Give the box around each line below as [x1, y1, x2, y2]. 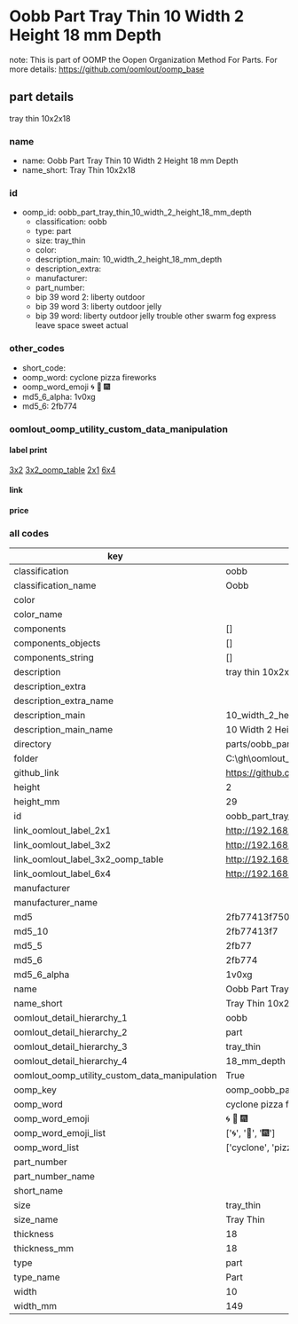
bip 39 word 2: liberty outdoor [35, 292, 145, 302]
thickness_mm [13, 1242, 74, 1255]
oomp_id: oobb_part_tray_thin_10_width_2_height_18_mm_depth [21, 207, 253, 218]
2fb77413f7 [225, 925, 278, 937]
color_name [13, 608, 63, 621]
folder [13, 752, 39, 764]
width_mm [13, 1300, 58, 1312]
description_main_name [13, 724, 114, 736]
